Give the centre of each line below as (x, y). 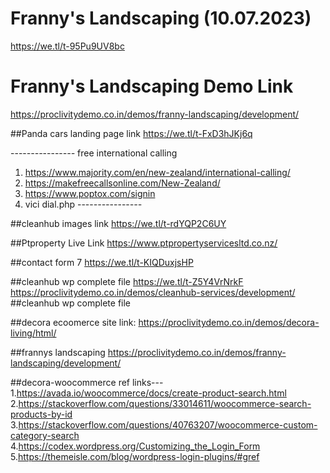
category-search (45, 435)
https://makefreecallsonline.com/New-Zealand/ (122, 183)
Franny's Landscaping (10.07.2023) (161, 18)
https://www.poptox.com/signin (90, 193)
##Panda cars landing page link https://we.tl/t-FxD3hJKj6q (131, 133)
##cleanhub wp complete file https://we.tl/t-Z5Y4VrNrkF (127, 281)
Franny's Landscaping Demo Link (152, 86)
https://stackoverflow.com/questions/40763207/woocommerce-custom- (168, 424)
